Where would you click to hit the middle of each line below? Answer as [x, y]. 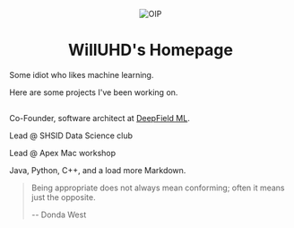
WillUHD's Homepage [151, 50]
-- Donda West [59, 215]
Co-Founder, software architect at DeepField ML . [99, 118]
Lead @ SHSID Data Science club [71, 136]
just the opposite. [63, 197]
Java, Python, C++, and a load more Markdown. [98, 171]
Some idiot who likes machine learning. [82, 75]
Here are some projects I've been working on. [94, 92]
